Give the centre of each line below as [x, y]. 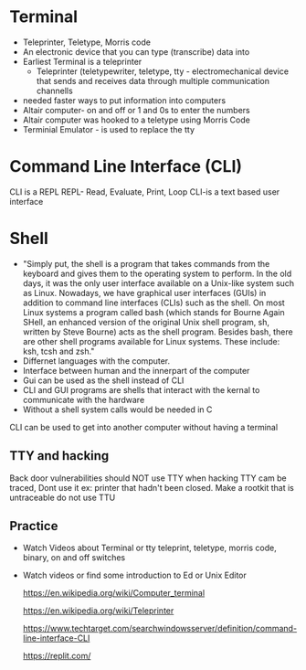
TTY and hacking [59, 456]
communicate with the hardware [84, 399]
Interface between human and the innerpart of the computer [136, 370]
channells [54, 90]
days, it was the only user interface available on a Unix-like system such [158, 283]
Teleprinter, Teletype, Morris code [86, 42]
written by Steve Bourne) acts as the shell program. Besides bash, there [158, 332]
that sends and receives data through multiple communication [153, 80]
